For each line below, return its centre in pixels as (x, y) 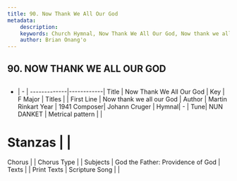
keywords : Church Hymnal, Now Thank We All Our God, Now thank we (120, 33)
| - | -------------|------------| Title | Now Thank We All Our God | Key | (121, 92)
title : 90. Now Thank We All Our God (63, 14)
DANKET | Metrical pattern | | (60, 114)
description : (39, 27)
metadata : (22, 20)
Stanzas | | (39, 143)
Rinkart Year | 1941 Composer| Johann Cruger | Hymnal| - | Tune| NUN (120, 106)
